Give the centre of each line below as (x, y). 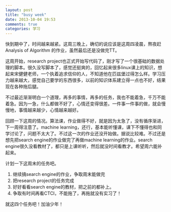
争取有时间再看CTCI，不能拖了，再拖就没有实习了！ (67, 193)
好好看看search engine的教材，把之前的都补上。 (63, 187)
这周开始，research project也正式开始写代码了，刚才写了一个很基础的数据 (83, 61)
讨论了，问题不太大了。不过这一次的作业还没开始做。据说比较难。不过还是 (88, 134)
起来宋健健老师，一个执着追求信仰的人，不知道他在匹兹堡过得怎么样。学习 (83, 74)
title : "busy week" (26, 15)
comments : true (21, 24)
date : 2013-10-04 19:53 (31, 19)
